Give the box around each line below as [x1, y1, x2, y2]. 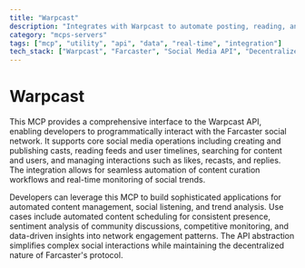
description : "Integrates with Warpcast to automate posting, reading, [9, 22, 286, 31]
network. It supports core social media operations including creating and [9, 135, 281, 146]
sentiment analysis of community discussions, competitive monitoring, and [9, 221, 289, 232]
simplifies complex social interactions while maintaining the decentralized [9, 240, 284, 251]
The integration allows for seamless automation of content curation [9, 164, 261, 175]
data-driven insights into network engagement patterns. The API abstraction [9, 231, 295, 242]
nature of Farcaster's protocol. [9, 250, 123, 261]
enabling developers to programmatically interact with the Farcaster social [9, 126, 288, 137]
